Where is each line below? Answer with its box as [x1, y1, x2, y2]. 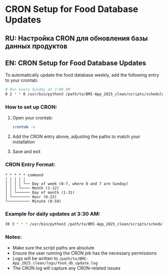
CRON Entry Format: [5, 161, 56, 168]
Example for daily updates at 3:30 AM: [5, 210, 101, 217]
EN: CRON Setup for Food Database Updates [5, 58, 146, 67]
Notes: [5, 233, 22, 240]
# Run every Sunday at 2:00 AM [5, 87, 70, 92]
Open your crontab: [12, 115, 53, 121]
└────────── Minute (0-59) [5, 198, 61, 203]
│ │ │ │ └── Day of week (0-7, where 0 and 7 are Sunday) [5, 181, 128, 186]
